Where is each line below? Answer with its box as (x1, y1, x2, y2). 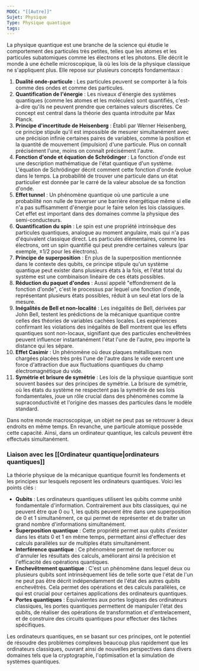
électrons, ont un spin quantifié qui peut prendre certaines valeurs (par (15, 242, 188, 249)
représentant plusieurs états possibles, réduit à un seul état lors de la (15, 292, 184, 299)
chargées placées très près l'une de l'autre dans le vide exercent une (15, 355, 184, 362)
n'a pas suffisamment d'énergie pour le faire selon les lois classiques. (15, 204, 185, 211)
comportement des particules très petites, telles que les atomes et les (7, 48, 177, 55)
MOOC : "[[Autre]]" (7, 8, 52, 15)
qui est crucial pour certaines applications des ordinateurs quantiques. (15, 590, 188, 597)
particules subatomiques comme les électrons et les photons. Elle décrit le (7, 54, 188, 61)
